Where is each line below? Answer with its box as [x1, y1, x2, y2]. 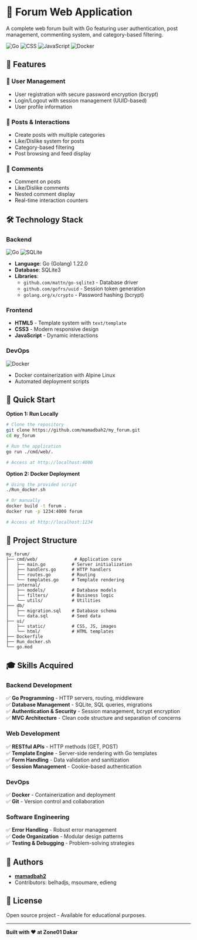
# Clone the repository [6, 422, 64, 428]
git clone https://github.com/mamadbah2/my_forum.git [6, 427, 141, 433]
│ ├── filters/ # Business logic [6, 592, 114, 598]
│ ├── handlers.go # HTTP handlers [6, 567, 111, 572]
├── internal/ [6, 582, 41, 588]
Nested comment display [14, 191, 75, 198]
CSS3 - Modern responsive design [14, 326, 98, 333]
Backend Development [6, 681, 72, 689]
